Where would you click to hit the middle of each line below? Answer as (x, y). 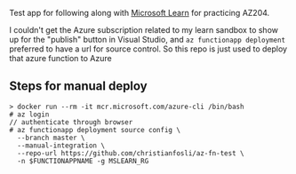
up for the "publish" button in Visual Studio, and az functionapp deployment (148, 40)
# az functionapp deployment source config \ (95, 130)
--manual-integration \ (61, 146)
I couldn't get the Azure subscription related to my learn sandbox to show (144, 30)
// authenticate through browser (71, 122)
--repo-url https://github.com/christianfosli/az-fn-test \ (131, 153)
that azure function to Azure (61, 58)
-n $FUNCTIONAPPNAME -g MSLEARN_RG (83, 161)
